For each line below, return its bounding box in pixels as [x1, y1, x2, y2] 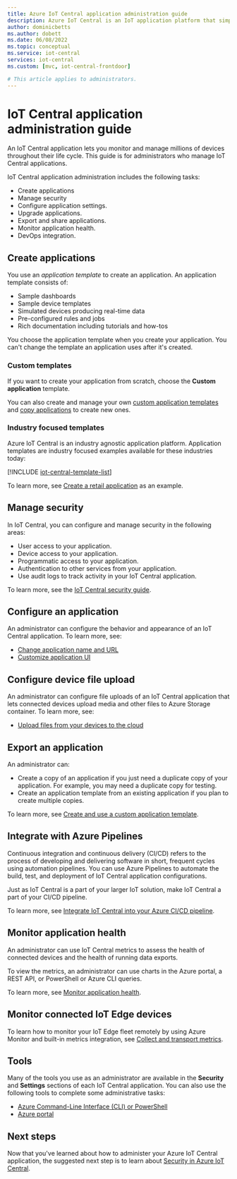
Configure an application [7, 606, 119, 618]
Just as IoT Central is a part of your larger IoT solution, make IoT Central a [7, 885, 221, 893]
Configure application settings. [17, 202, 108, 210]
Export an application [7, 742, 104, 754]
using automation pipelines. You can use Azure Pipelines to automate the [7, 864, 219, 872]
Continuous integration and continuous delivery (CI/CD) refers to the [7, 849, 207, 857]
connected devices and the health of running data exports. [7, 953, 178, 962]
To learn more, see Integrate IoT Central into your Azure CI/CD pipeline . [7, 906, 215, 914]
